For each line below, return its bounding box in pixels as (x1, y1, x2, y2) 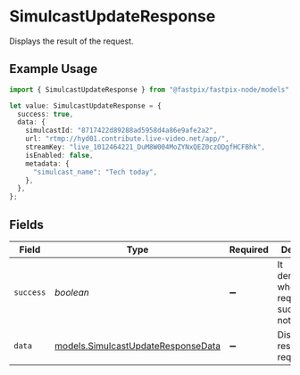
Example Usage (9, 61, 98, 77)
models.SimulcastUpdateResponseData (54, 339, 221, 352)
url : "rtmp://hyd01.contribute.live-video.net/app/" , (25, 135, 229, 143)
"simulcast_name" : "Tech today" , (32, 167, 158, 176)
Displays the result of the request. (9, 36, 134, 46)
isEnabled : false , (25, 151, 94, 159)
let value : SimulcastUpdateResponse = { (9, 101, 162, 110)
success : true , (17, 110, 74, 118)
